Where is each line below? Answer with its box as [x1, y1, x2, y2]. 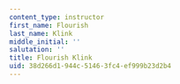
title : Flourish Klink [9, 53, 93, 62]
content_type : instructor [9, 12, 104, 22]
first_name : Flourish [9, 21, 89, 30]
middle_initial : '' [9, 37, 81, 46]
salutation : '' [9, 45, 65, 54]
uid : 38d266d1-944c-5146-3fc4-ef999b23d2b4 [9, 62, 172, 71]
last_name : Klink [9, 29, 73, 38]
